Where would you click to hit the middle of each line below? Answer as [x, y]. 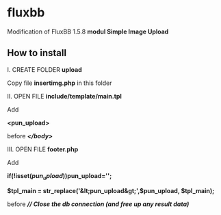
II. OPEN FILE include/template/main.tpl [64, 96]
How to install [37, 53]
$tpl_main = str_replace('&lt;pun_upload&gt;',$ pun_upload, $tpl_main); [111, 190]
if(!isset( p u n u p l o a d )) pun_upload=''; [60, 176]
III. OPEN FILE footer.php [43, 149]
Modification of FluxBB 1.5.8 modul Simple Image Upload [88, 31]
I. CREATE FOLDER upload [44, 69]
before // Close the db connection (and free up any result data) [98, 204]
